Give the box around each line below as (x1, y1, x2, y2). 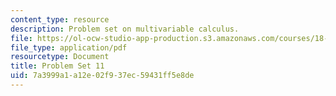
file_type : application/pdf (10, 42, 128, 53)
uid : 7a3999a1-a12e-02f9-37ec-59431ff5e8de (10, 71, 195, 81)
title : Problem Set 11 (10, 61, 105, 71)
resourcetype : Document (10, 52, 110, 62)
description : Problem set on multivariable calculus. (10, 24, 240, 34)
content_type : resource (10, 14, 110, 25)
